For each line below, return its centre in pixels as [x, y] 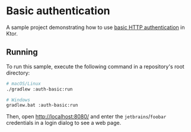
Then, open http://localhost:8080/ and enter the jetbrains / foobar [86, 117]
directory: [18, 73]
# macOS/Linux [24, 83]
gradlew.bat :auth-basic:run [42, 105]
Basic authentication [58, 11]
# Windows [18, 100]
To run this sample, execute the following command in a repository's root [95, 66]
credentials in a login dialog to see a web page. [64, 123]
